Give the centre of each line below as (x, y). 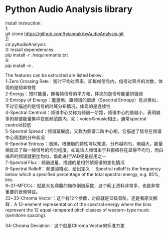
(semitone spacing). (26, 215)
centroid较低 (18, 125)
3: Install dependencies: (30, 49)
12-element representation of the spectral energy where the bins (85, 204)
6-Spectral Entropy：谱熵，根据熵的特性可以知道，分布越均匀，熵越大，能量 (84, 143)
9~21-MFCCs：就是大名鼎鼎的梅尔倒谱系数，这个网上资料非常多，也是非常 (82, 185)
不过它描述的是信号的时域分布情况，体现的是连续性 (58, 106)
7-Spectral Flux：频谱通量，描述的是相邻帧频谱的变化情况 (65, 162)
